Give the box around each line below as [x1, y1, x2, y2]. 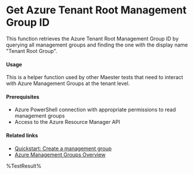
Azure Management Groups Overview [14, 151, 106, 158]
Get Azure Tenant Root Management [6, 3, 187, 17]
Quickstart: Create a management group [14, 145, 112, 152]
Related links [6, 132, 39, 139]
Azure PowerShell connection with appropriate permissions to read [14, 106, 176, 113]
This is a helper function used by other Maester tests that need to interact [6, 74, 183, 81]
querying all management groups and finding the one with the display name [6, 41, 188, 48]
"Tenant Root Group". [6, 47, 57, 54]
